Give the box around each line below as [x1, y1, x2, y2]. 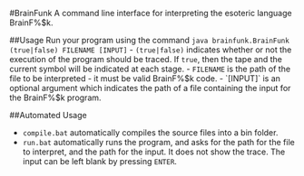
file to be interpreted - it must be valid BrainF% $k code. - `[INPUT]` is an [9, 73, 281, 84]
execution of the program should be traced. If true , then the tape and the [9, 54, 283, 64]
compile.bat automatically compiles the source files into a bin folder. [22, 127, 279, 138]
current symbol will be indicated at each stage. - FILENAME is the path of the [9, 63, 291, 74]
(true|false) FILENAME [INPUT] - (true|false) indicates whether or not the [9, 44, 292, 55]
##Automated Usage [9, 110, 88, 120]
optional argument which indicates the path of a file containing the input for [9, 83, 291, 93]
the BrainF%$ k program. [9, 92, 102, 103]
